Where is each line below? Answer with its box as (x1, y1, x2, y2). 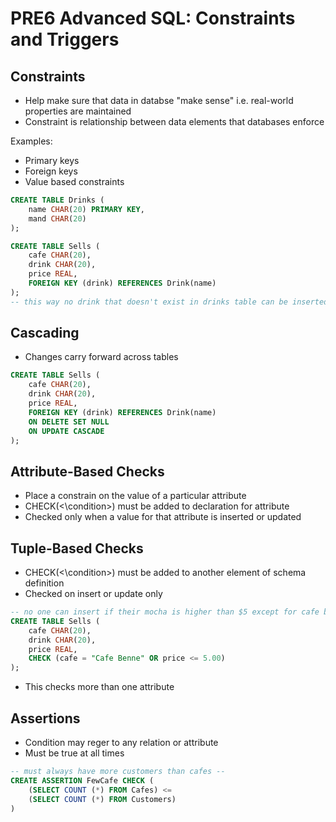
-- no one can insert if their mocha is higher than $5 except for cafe (10, 607, 320, 617)
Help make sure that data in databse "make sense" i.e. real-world (24, 95, 294, 106)
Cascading (10, 325, 80, 342)
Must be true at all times (24, 747, 125, 759)
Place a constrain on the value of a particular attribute (24, 490, 247, 502)
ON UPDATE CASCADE (28, 426, 105, 436)
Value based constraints (24, 176, 125, 187)
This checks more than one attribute (24, 681, 175, 693)
